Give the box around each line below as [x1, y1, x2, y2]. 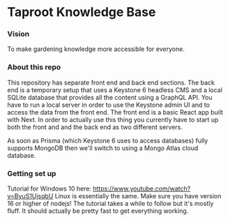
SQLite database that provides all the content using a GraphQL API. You [7, 93, 213, 101]
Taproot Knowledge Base [7, 4, 156, 20]
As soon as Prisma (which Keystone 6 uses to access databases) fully [7, 136, 208, 145]
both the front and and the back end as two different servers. [7, 123, 183, 131]
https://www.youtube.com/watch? [93, 184, 191, 193]
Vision [7, 29, 30, 39]
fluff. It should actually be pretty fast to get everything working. [7, 207, 189, 215]
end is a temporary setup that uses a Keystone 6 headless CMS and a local [7, 85, 223, 94]
